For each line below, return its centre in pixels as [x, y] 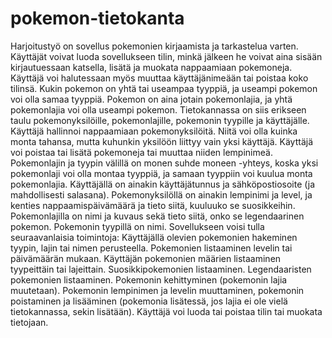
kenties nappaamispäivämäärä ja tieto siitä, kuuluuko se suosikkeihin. [153, 205]
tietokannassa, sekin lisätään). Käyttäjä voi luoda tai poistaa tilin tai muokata [166, 311]
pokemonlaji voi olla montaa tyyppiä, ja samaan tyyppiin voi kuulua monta [161, 173]
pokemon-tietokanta [97, 18]
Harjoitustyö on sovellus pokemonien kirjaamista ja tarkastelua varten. [154, 46]
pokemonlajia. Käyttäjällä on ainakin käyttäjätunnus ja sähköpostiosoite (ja [163, 184]
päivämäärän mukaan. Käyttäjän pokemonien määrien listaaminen [146, 258]
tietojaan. [29, 322]
